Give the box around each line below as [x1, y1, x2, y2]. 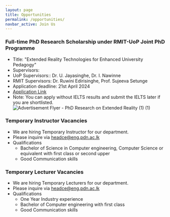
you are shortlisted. [12, 99, 53, 105]
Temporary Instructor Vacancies [5, 117, 88, 124]
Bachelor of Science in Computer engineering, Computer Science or [20, 145, 164, 151]
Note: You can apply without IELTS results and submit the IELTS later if [12, 94, 161, 100]
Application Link [12, 88, 47, 94]
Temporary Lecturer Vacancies [5, 168, 84, 175]
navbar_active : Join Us [5, 21, 56, 27]
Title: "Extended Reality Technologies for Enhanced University [12, 56, 144, 62]
